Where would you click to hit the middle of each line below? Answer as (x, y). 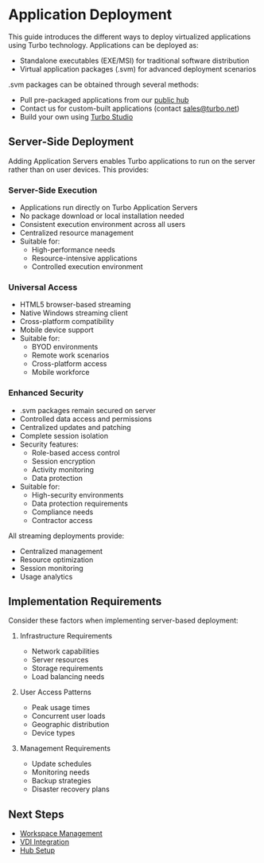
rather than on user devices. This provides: (79, 170)
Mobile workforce (60, 373)
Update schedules (62, 764)
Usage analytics (46, 576)
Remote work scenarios (70, 355)
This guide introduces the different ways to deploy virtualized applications (130, 37)
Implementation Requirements (85, 601)
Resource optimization (56, 560)
